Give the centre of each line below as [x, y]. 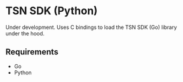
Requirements [32, 52]
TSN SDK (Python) [52, 11]
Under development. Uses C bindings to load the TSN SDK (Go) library [91, 27]
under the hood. [25, 33]
